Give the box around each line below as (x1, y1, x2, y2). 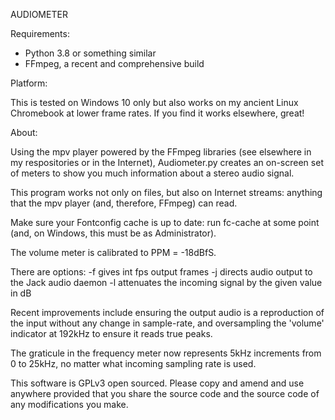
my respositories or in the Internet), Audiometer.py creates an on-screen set (10, 157, 324, 168)
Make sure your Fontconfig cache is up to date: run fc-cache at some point (10, 217, 320, 228)
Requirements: (10, 28, 70, 39)
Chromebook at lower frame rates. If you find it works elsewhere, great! (10, 107, 305, 119)
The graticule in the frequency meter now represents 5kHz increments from (10, 347, 322, 359)
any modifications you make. (10, 399, 129, 410)
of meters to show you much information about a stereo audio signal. (10, 167, 295, 179)
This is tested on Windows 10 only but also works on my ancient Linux (10, 97, 299, 108)
